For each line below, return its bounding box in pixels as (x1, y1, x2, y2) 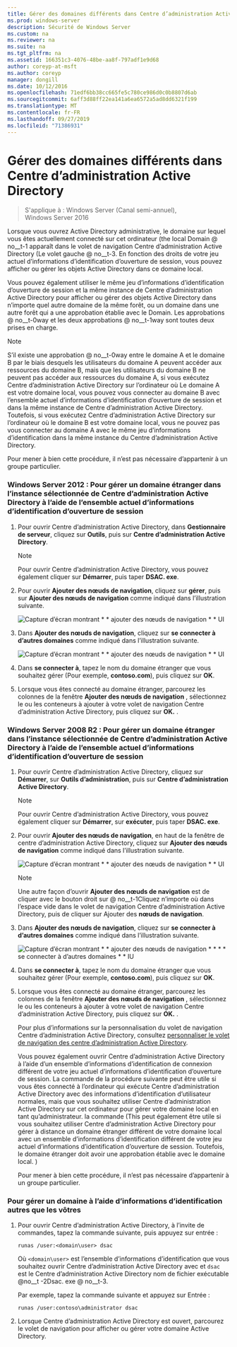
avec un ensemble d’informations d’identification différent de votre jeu (17, 1135, 222, 1143)
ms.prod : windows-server (7, 17, 80, 24)
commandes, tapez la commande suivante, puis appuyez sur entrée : (17, 1228, 219, 1237)
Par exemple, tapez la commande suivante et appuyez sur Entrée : (17, 1291, 210, 1300)
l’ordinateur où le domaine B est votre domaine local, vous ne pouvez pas (7, 419, 221, 427)
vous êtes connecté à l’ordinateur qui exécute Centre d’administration (17, 1083, 220, 1091)
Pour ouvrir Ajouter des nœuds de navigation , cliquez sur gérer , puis (17, 586, 221, 595)
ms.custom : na (7, 30, 49, 37)
